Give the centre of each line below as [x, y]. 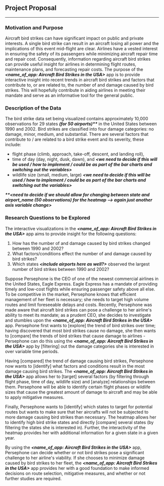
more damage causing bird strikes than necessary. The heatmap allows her [81, 417]
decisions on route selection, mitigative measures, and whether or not [75, 473]
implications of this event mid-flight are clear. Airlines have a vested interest [81, 49]
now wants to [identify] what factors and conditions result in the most [75, 366]
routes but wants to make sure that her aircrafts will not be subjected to [77, 412]
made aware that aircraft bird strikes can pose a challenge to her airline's [79, 309]
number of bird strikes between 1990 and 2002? [61, 269]
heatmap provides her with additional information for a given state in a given [82, 433]
